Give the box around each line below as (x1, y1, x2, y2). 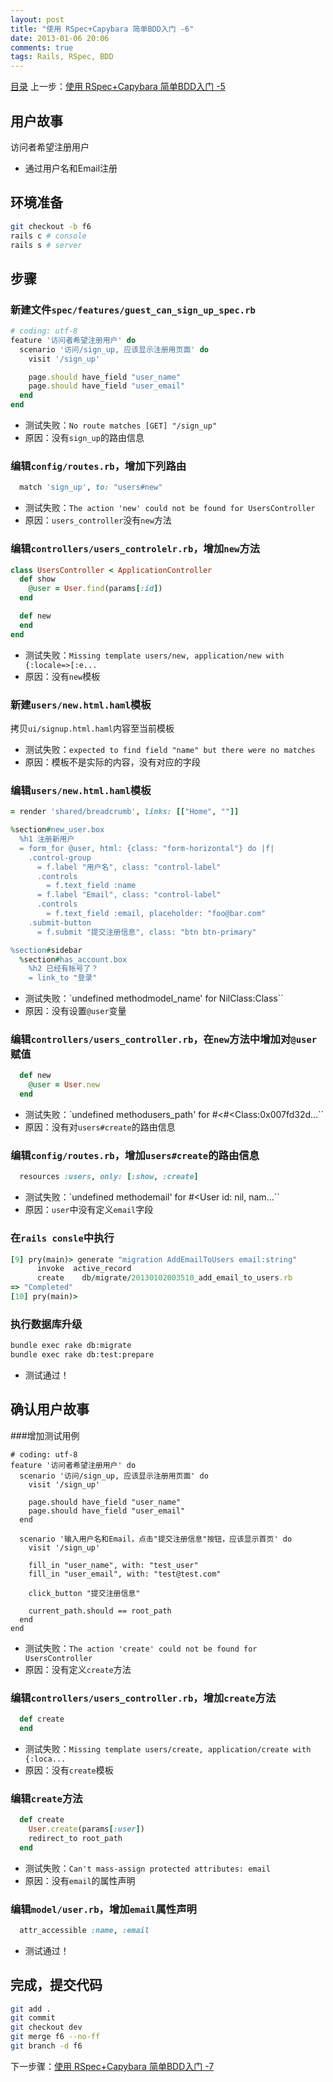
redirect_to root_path (28, 1833, 123, 1843)
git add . (10, 2004, 52, 2014)
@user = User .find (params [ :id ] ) (28, 584, 163, 594)
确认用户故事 (10, 1401, 90, 1418)
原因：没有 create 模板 (24, 1764, 114, 1776)
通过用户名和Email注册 (24, 162, 118, 174)
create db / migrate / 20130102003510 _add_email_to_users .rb (36, 1273, 293, 1283)
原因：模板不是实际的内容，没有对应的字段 (24, 756, 201, 768)
